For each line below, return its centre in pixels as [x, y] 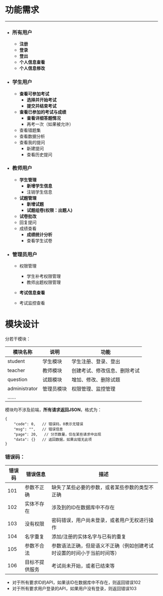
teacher [16, 370]
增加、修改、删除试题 [96, 380]
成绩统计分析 [39, 235]
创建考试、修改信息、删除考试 [106, 371]
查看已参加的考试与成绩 [43, 112]
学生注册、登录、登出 [96, 361]
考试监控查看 [32, 303]
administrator [23, 389]
